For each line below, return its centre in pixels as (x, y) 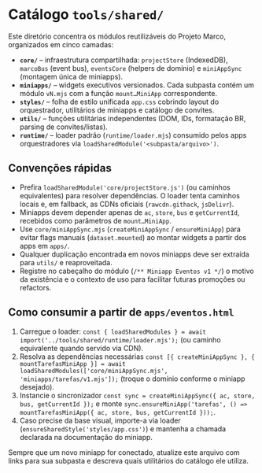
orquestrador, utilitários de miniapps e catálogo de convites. (117, 110)
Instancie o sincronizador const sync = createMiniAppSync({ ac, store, (137, 395)
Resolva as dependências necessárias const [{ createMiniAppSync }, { (137, 357)
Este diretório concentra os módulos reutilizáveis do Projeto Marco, (117, 36)
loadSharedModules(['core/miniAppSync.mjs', (94, 371)
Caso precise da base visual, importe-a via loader (100, 420)
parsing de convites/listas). (63, 127)
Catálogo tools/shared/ (86, 15)
